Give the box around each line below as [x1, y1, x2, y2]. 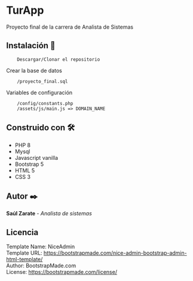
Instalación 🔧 [6, 41, 56, 51]
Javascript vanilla [14, 154, 59, 161]
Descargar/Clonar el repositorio [17, 56, 100, 63]
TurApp [6, 4, 44, 17]
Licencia [6, 227, 39, 237]
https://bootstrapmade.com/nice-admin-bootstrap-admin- [44, 249, 187, 257]
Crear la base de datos [6, 67, 63, 74]
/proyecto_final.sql [17, 78, 68, 84]
